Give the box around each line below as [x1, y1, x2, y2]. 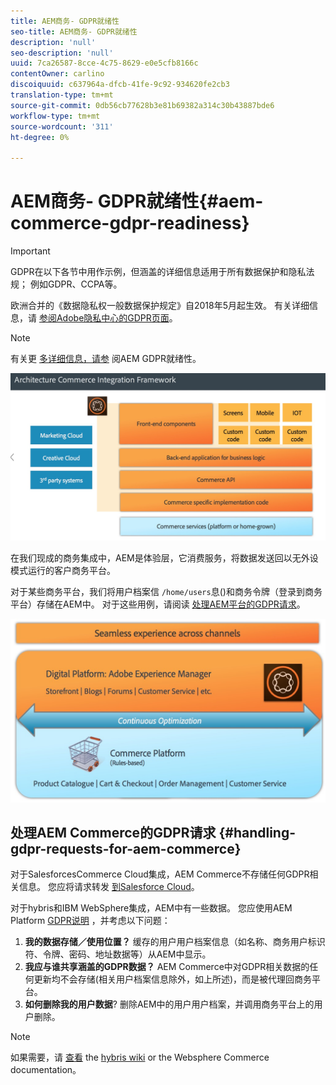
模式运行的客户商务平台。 [10, 565, 116, 577]
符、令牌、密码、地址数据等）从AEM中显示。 [24, 948, 212, 960]
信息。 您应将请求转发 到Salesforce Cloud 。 [18, 881, 200, 893]
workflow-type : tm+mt [10, 111, 101, 121]
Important [10, 245, 51, 257]
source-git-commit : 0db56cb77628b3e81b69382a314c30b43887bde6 [10, 100, 275, 110]
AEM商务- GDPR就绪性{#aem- [10, 190, 264, 213]
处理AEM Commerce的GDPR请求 [10, 825, 217, 842]
